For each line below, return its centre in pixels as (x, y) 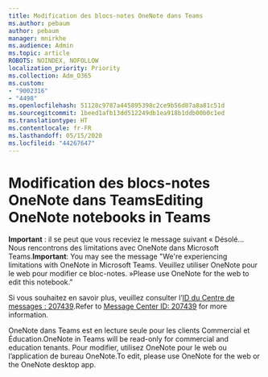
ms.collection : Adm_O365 (50, 76)
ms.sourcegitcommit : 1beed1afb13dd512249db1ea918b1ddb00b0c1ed (117, 114)
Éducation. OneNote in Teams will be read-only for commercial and (119, 339)
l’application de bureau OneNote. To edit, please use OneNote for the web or (134, 356)
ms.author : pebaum (39, 23)
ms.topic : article (39, 53)
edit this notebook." (41, 282)
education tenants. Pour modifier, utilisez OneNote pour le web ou (118, 348)
